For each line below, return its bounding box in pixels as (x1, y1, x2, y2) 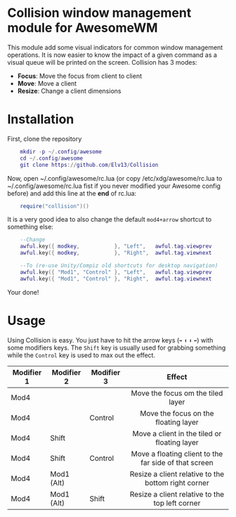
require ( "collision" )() (20, 203, 90, 210)
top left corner (153, 498, 201, 508)
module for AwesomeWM (7, 20, 158, 36)
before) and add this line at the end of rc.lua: (7, 189, 137, 198)
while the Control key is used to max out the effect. (7, 350, 156, 359)
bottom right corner (145, 478, 209, 487)
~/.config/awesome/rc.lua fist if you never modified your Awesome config (7, 181, 221, 190)
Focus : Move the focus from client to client (17, 72, 143, 80)
